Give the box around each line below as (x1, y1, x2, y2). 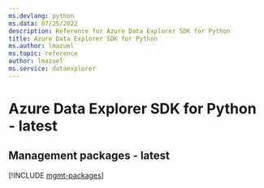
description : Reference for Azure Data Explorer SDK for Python (8, 27, 231, 35)
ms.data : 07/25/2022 (8, 19, 79, 28)
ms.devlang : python (8, 11, 75, 20)
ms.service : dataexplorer (8, 65, 96, 73)
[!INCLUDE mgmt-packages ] (8, 170, 104, 180)
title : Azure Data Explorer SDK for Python (8, 34, 158, 43)
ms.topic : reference (8, 49, 79, 58)
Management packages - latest (8, 149, 171, 163)
